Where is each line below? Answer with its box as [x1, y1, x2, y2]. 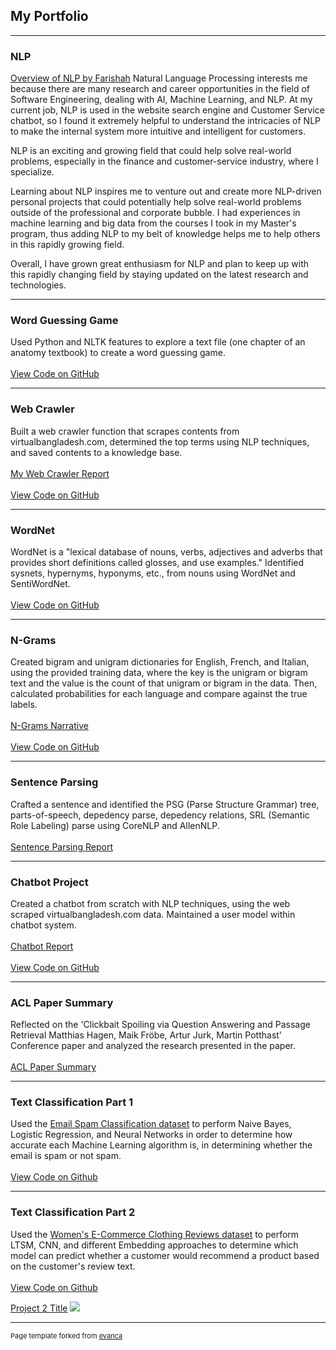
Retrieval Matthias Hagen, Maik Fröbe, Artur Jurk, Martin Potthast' [10, 1029, 283, 1041]
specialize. [10, 166, 55, 178]
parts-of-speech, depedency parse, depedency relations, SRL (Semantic [10, 809, 310, 821]
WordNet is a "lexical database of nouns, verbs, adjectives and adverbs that [10, 546, 323, 558]
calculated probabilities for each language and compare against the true [10, 688, 308, 700]
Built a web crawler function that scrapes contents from [10, 425, 240, 437]
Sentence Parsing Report [10, 840, 114, 853]
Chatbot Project [10, 875, 89, 889]
